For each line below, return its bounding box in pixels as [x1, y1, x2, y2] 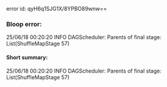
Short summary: [6, 53, 48, 61]
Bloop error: [6, 20, 42, 28]
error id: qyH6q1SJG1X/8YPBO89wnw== [6, 5, 107, 12]
